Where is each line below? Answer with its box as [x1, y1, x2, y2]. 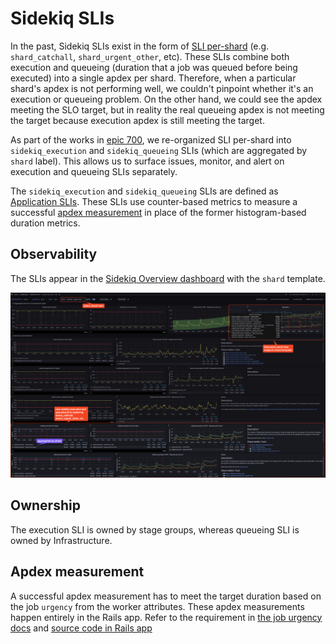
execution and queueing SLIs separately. [10, 165, 178, 177]
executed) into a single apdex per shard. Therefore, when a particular [10, 72, 297, 84]
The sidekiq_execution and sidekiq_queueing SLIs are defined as [10, 185, 279, 197]
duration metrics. [10, 217, 81, 229]
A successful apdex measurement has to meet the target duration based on [10, 590, 322, 602]
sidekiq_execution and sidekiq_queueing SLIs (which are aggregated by [10, 144, 308, 156]
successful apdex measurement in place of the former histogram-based [10, 206, 307, 218]
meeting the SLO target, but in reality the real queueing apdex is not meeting [10, 103, 325, 116]
